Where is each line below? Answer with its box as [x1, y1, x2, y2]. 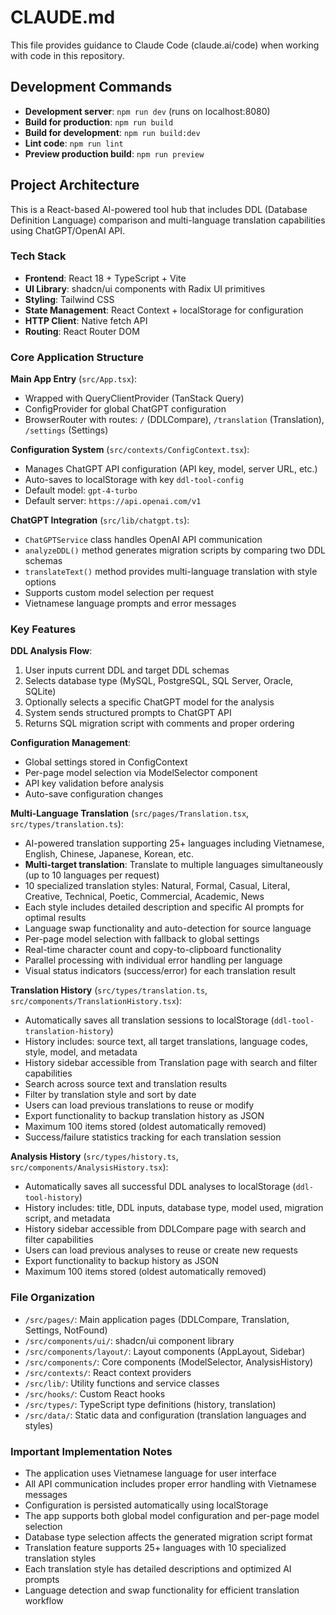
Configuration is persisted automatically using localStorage [24, 1499, 269, 1511]
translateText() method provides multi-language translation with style [24, 566, 318, 578]
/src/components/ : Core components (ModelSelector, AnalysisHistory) [24, 1356, 314, 1368]
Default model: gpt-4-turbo [24, 484, 138, 496]
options [24, 576, 57, 588]
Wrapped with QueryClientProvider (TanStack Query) [24, 392, 245, 405]
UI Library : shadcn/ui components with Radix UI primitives [24, 282, 266, 295]
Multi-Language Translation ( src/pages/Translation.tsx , [10, 807, 250, 820]
